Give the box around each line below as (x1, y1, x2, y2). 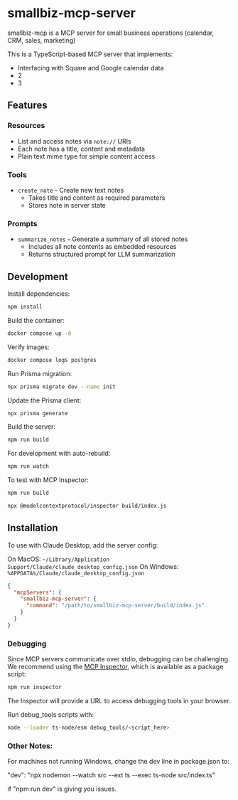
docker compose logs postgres (7, 356, 97, 363)
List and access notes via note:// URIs (17, 137, 131, 145)
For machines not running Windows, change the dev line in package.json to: (7, 757, 229, 766)
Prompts (7, 218, 38, 228)
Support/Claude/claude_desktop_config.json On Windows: (7, 562, 179, 570)
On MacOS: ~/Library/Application (7, 555, 110, 563)
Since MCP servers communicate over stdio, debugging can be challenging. (7, 655, 230, 663)
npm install (7, 304, 43, 311)
